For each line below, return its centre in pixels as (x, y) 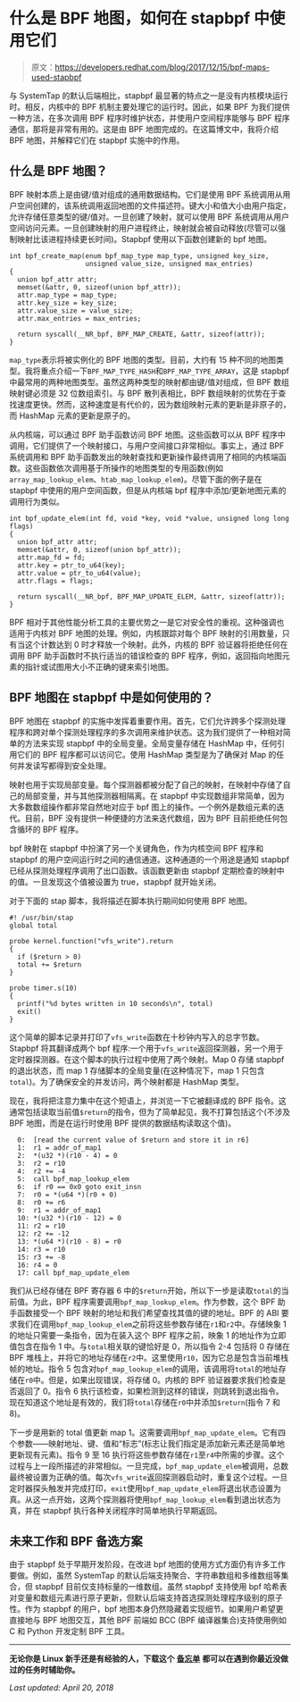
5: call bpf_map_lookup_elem (73, 1179)
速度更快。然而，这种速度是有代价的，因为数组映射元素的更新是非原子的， (154, 404)
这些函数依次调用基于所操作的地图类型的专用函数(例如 (124, 468)
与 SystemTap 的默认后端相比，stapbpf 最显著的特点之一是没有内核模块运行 (149, 96)
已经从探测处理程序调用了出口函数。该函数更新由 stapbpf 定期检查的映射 (143, 870)
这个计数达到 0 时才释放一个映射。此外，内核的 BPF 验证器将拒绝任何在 (156, 644)
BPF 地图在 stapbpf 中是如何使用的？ (112, 698)
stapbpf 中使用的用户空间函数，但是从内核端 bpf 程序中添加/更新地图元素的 (148, 490)
